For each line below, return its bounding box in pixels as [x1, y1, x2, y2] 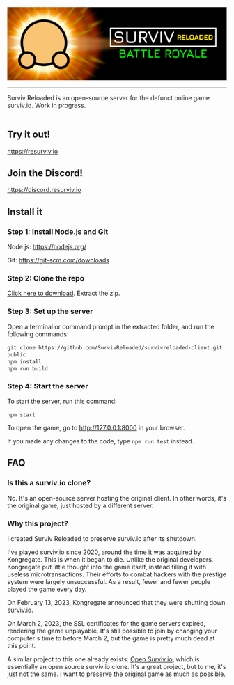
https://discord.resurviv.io [7, 186, 81, 194]
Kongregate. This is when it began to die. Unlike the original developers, [7, 556, 214, 564]
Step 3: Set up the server [7, 306, 93, 316]
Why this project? [7, 519, 68, 528]
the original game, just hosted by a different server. [7, 501, 154, 510]
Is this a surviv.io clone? [7, 478, 91, 488]
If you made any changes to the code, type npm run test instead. [7, 437, 194, 446]
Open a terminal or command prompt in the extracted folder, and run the [7, 322, 214, 331]
